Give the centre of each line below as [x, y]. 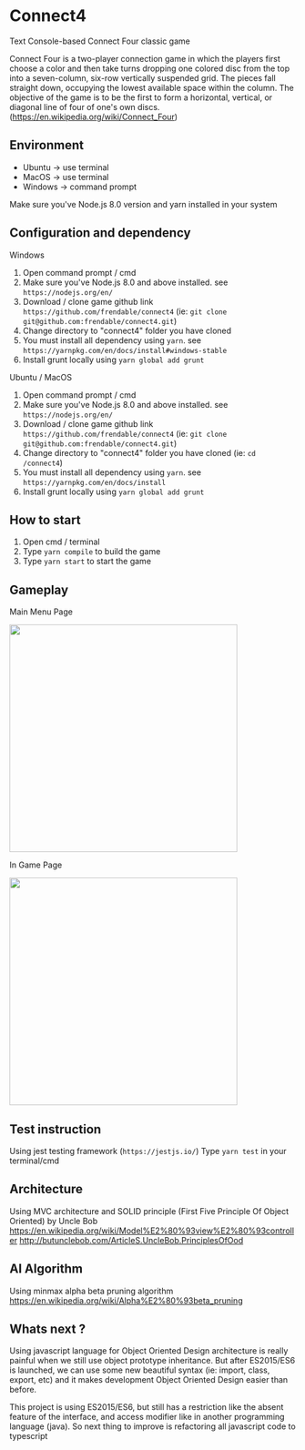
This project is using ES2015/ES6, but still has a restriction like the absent [147, 1407]
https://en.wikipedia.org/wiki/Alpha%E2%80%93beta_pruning [126, 1300]
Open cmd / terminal [61, 542]
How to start [45, 520]
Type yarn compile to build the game [91, 552]
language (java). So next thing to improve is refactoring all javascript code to [152, 1426]
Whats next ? [48, 1329]
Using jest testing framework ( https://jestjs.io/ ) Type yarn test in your [148, 1151]
